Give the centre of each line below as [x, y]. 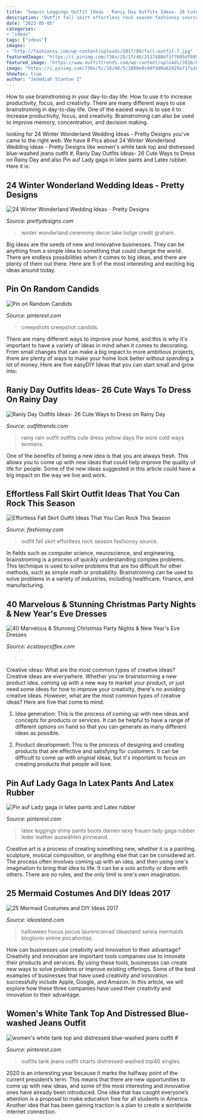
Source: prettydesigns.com [40, 221]
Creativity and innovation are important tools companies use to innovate [96, 956]
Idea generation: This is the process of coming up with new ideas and [102, 714]
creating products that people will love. [63, 764]
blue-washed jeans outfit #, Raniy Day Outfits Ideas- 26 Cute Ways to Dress [101, 153]
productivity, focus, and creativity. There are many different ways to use [96, 103]
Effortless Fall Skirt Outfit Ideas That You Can [93, 494]
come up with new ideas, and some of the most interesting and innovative [98, 1086]
